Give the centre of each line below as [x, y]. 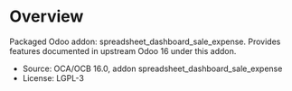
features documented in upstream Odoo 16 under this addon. [123, 50]
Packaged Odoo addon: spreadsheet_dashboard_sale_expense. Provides [145, 41]
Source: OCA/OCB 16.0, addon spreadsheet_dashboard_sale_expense [152, 68]
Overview [47, 17]
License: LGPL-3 [53, 77]
